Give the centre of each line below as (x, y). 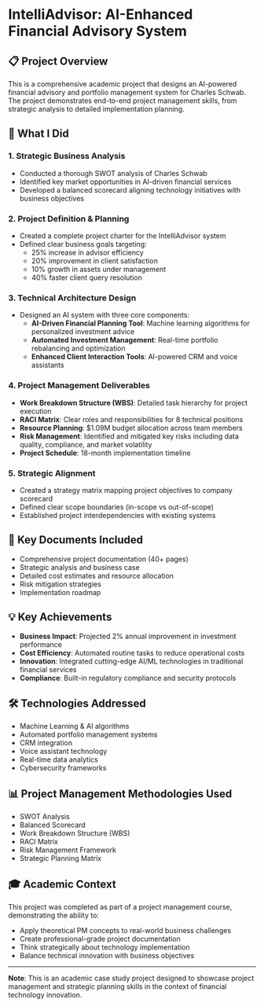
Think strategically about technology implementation (104, 947)
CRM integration (46, 743)
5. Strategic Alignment (52, 473)
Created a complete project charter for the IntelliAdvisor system (123, 235)
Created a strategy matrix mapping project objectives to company (126, 490)
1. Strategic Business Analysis (67, 156)
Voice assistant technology (63, 752)
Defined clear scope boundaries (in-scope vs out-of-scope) (117, 507)
